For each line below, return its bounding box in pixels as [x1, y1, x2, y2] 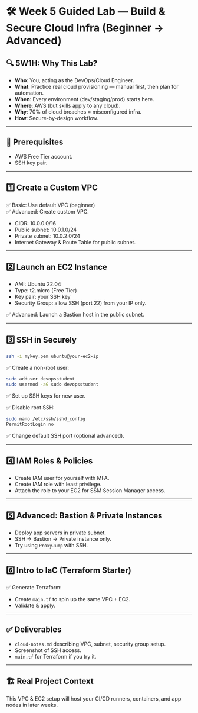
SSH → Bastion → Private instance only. [14, 535, 111, 543]
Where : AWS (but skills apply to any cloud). [14, 102, 121, 109]
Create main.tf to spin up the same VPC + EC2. [14, 596, 131, 603]
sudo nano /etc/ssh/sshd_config [6, 415, 85, 422]
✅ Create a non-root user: [6, 364, 70, 372]
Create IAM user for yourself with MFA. [14, 475, 110, 482]
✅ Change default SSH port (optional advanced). [6, 432, 125, 439]
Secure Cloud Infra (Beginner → [6, 21, 164, 35]
